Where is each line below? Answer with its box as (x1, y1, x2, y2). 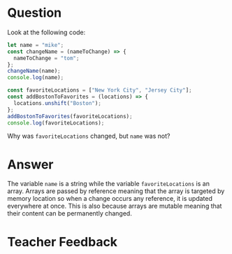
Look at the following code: (7, 28, 86, 36)
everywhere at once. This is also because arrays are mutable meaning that (7, 202, 222, 211)
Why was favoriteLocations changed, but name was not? (7, 132, 171, 141)
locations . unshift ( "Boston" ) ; (13, 99, 101, 106)
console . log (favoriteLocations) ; (7, 119, 105, 127)
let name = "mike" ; (7, 41, 64, 48)
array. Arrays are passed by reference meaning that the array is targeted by (7, 187, 225, 195)
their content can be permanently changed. (7, 209, 133, 218)
